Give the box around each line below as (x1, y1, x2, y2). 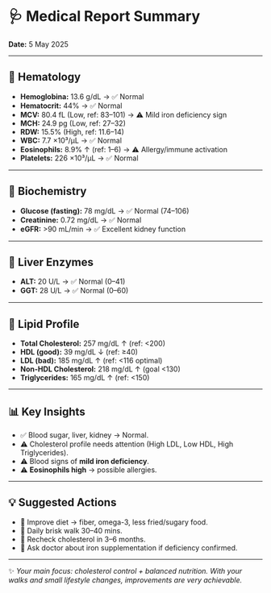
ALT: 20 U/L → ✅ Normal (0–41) (19, 276, 126, 287)
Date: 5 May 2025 (8, 39, 69, 49)
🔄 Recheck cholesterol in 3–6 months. (19, 534, 147, 544)
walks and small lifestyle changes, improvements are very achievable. (8, 574, 243, 585)
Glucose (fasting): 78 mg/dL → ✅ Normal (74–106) (19, 205, 190, 215)
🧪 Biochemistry (8, 185, 87, 198)
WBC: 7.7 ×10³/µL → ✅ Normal (19, 135, 123, 145)
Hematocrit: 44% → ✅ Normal (19, 101, 123, 110)
